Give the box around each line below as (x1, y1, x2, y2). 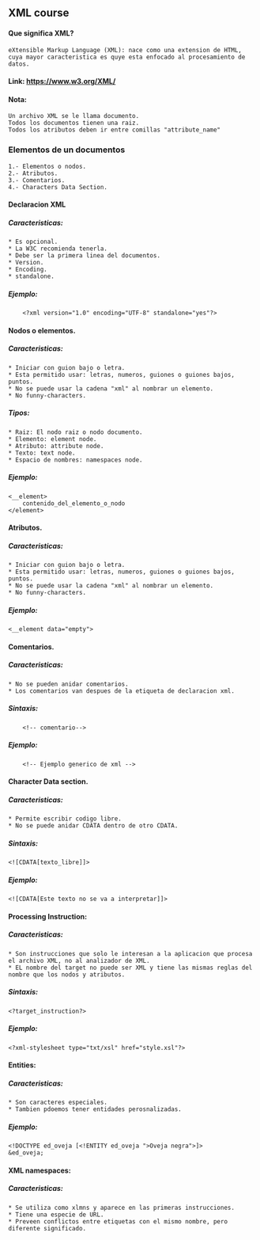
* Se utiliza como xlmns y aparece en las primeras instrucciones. (8, 1204, 236, 1211)
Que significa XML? (8, 28, 74, 38)
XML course (8, 6, 70, 20)
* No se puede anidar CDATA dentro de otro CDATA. (8, 822, 179, 830)
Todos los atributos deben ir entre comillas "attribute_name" (8, 126, 221, 134)
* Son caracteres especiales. (8, 1098, 108, 1107)
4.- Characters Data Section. (8, 183, 108, 191)
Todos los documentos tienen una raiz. (8, 119, 140, 127)
